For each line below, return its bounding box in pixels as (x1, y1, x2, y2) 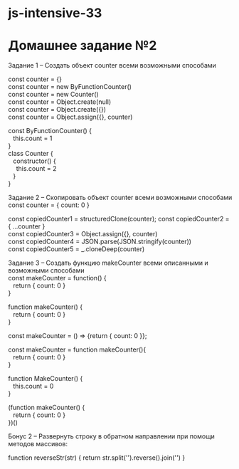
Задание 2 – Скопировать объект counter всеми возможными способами (8, 194, 233, 202)
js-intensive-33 (8, 5, 102, 21)
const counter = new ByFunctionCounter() (8, 83, 132, 91)
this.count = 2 (16, 164, 57, 173)
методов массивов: (8, 440, 68, 448)
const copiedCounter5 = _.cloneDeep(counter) (8, 245, 145, 253)
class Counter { (8, 149, 53, 158)
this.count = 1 (12, 134, 53, 143)
